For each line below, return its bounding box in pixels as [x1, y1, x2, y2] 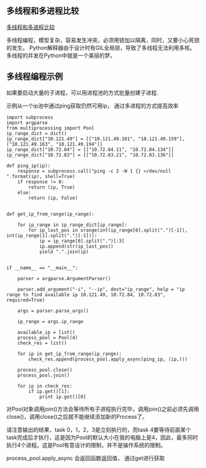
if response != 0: [17, 179, 64, 185]
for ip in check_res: [17, 383, 72, 389]
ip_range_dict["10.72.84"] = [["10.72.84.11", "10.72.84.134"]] [6, 146, 174, 152]
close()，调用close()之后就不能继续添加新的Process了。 [6, 413, 148, 420]
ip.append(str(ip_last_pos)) [39, 243, 114, 249]
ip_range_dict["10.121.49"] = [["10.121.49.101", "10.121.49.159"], [6, 136, 185, 142]
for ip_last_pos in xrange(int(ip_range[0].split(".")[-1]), [28, 227, 188, 233]
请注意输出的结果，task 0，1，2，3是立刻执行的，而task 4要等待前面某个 [6, 426, 191, 433]
